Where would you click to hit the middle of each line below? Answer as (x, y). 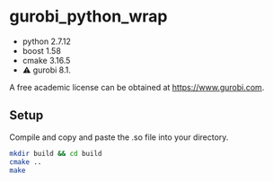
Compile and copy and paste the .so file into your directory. (119, 137)
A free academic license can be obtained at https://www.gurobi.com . (137, 87)
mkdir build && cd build (56, 153)
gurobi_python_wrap (88, 17)
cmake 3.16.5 (46, 60)
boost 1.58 (41, 50)
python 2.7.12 (47, 41)
